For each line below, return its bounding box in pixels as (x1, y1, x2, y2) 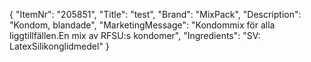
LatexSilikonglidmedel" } (9, 40, 110, 52)
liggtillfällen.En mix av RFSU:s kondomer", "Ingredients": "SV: (9, 30, 261, 41)
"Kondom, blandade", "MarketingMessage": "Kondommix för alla (9, 19, 276, 31)
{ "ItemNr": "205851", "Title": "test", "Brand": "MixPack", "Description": (9, 9, 302, 20)
